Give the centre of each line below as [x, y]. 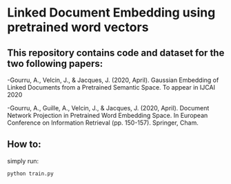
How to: [24, 144]
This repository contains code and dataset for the [116, 53]
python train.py [30, 174]
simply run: [23, 161]
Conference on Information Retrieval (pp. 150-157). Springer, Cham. [103, 123]
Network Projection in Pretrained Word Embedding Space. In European [108, 115]
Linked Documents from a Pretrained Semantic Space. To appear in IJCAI [111, 87]
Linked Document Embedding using [111, 13]
